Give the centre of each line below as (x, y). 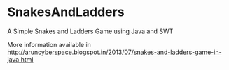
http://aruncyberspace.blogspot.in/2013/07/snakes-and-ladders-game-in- (114, 52)
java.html (20, 59)
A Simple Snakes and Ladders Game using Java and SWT (90, 31)
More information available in (49, 44)
